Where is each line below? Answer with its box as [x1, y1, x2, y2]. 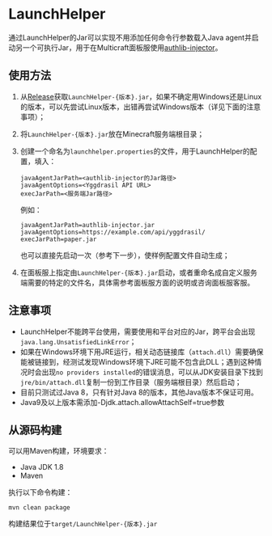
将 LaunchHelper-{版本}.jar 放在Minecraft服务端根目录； [19, 129, 205, 138]
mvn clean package [8, 504, 70, 512]
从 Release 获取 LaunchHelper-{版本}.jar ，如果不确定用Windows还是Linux [19, 91, 262, 101]
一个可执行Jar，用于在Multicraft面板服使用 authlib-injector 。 [22, 42, 223, 53]
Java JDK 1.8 [19, 462, 64, 472]
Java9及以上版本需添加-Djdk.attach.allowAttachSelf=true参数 [19, 397, 225, 407]
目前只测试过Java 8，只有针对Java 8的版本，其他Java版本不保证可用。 [19, 387, 258, 397]
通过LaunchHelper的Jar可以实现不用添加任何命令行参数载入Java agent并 [8, 32, 253, 42]
